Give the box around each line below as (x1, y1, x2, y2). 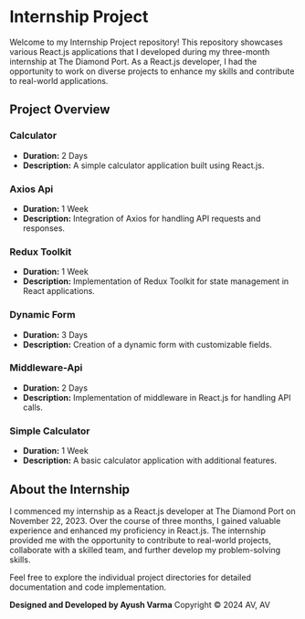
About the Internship (9, 481, 131, 497)
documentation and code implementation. (9, 582, 167, 593)
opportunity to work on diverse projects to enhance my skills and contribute (9, 66, 295, 77)
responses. (22, 222, 66, 234)
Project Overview (9, 102, 110, 118)
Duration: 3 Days (22, 329, 89, 340)
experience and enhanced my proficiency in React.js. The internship (9, 525, 267, 536)
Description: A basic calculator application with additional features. (22, 455, 278, 467)
